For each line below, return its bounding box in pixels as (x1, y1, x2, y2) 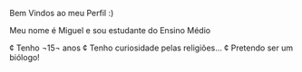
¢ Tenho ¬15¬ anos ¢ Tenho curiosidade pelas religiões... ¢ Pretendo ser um (9, 42, 293, 53)
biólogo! (9, 52, 41, 62)
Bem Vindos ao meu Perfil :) (9, 8, 114, 18)
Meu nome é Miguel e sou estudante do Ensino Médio (9, 25, 211, 35)
